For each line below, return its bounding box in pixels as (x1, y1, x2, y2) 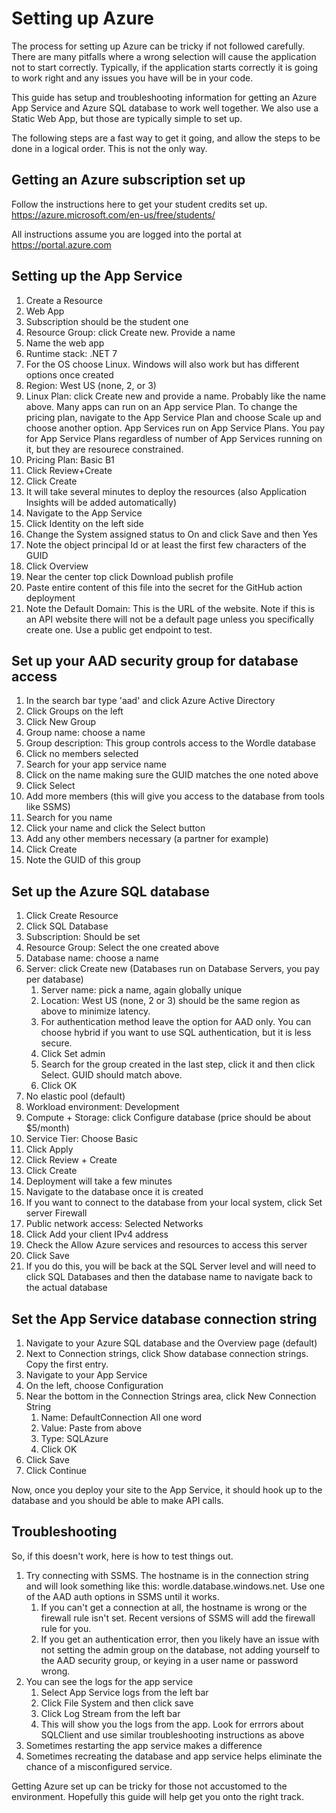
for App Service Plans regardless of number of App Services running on (25, 432, 323, 444)
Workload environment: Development (25, 1101, 180, 1113)
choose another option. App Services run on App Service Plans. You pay (25, 422, 325, 434)
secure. (40, 1037, 73, 1049)
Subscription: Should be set (25, 931, 141, 943)
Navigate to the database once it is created (25, 1186, 204, 1198)
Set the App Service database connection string (11, 1310, 318, 1327)
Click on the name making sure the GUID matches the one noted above (25, 769, 319, 781)
